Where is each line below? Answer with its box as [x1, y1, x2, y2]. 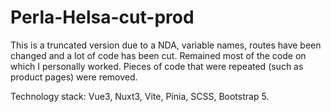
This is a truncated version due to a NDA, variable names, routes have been [10, 39, 322, 51]
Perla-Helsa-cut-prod [10, 6, 195, 29]
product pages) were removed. [10, 71, 138, 83]
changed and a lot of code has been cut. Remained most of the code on [10, 49, 307, 61]
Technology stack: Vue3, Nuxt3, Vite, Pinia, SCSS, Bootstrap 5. [10, 90, 270, 102]
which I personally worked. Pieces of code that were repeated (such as [10, 60, 304, 72]
